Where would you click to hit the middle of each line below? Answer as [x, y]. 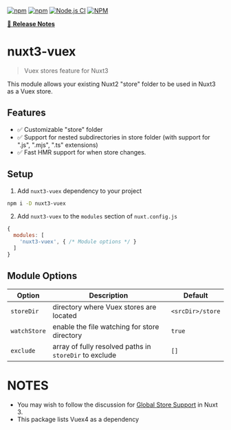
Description [109, 295]
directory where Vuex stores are [104, 307]
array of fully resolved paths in [102, 346]
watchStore [28, 331]
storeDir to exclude [85, 355]
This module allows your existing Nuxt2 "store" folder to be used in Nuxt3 [111, 84]
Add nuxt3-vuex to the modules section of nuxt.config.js [97, 216]
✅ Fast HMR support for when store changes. [81, 152]
